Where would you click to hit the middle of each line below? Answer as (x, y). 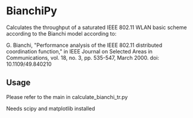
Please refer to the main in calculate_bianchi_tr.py (67, 97)
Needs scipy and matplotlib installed (51, 109)
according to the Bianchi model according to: (61, 33)
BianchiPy (32, 11)
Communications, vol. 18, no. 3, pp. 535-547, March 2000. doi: (83, 58)
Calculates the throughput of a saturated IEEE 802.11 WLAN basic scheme (96, 27)
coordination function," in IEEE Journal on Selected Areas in (80, 51)
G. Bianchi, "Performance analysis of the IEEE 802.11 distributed (84, 45)
